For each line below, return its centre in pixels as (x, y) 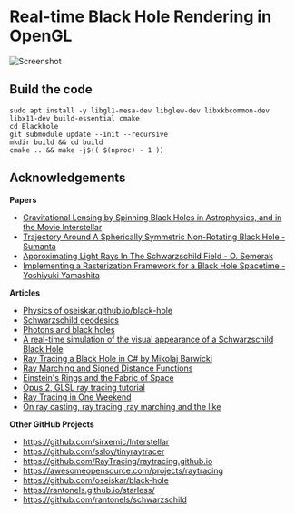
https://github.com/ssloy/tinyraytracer (93, 451)
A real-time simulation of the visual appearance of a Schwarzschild (148, 339)
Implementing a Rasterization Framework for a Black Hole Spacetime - (154, 266)
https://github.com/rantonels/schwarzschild (105, 499)
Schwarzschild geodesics (71, 320)
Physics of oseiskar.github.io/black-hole (98, 310)
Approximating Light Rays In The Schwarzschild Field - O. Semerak (148, 256)
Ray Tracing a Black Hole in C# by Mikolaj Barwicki (118, 358)
